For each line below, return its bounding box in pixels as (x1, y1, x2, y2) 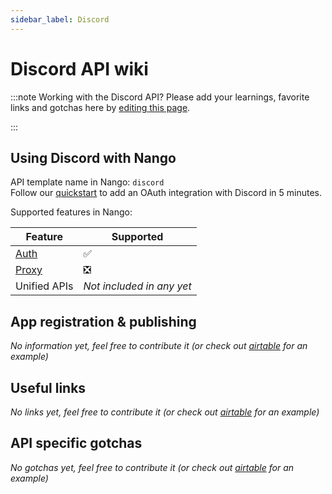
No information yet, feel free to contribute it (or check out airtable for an (10, 340, 308, 352)
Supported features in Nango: (10, 206, 133, 218)
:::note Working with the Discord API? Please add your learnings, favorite (10, 91, 310, 103)
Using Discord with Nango (10, 149, 177, 166)
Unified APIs (15, 279, 74, 293)
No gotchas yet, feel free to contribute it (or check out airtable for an (10, 461, 295, 473)
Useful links (10, 379, 87, 396)
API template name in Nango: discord (10, 176, 165, 188)
